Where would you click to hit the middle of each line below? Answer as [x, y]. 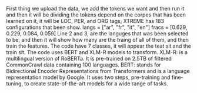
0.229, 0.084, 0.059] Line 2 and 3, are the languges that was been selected [97, 34]
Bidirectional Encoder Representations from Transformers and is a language [98, 71]
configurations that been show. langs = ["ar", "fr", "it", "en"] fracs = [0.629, [97, 27]
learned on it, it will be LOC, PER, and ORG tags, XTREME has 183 [85, 21]
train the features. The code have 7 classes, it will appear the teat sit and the [99, 46]
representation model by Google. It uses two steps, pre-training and [88, 77]
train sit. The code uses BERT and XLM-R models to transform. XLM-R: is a [97, 52]
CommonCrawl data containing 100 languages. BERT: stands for [84, 65]
